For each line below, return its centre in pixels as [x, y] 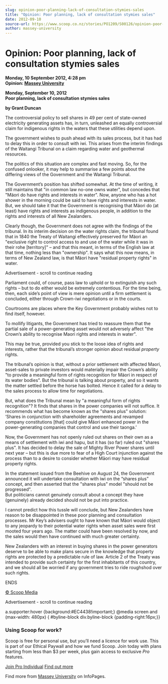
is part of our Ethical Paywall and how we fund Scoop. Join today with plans [83, 646]
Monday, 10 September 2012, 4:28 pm [45, 78]
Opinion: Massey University [35, 83]
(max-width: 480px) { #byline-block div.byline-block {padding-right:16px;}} [83, 617]
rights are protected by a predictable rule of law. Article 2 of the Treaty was [82, 557]
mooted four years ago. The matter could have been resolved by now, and [81, 531]
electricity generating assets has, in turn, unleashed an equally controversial [84, 123]
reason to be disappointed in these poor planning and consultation [74, 515]
